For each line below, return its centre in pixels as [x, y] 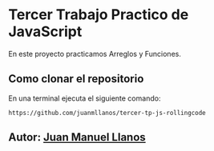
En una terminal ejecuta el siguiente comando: [85, 98]
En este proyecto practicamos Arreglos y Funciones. [95, 54]
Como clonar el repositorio [76, 79]
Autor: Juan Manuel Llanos [77, 137]
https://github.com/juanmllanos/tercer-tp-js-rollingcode [107, 113]
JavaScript [45, 32]
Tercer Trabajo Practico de [99, 15]
